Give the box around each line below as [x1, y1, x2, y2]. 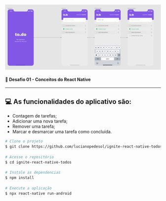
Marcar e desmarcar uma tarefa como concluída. [12, 129, 112, 135]
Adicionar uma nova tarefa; [12, 118, 68, 124]
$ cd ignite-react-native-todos [5, 160, 72, 164]
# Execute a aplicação [5, 186, 52, 191]
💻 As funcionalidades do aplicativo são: [5, 97, 132, 106]
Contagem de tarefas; [12, 113, 57, 119]
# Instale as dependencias [5, 170, 61, 175]
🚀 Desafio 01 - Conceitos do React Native [5, 76, 91, 82]
